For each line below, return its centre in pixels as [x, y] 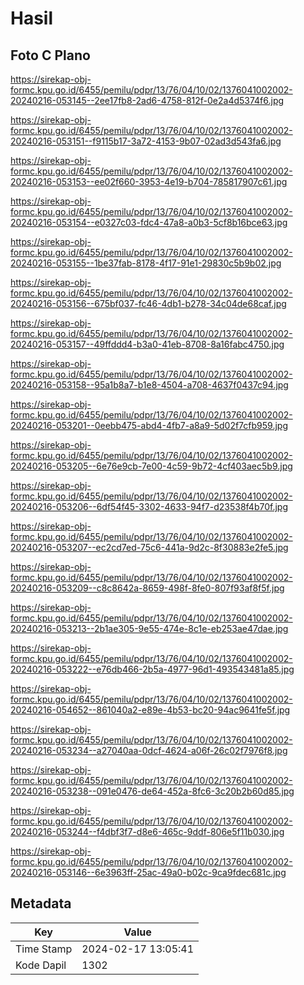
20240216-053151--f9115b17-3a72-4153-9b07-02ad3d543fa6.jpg [146, 141]
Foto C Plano [50, 55]
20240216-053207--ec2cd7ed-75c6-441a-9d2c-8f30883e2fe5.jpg [149, 547]
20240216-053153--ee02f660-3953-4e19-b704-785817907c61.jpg [149, 181]
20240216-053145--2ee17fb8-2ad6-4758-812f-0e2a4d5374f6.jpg [147, 100]
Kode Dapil [41, 965]
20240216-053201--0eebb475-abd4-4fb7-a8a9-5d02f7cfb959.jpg [149, 425]
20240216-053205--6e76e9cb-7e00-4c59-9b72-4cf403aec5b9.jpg [151, 466]
